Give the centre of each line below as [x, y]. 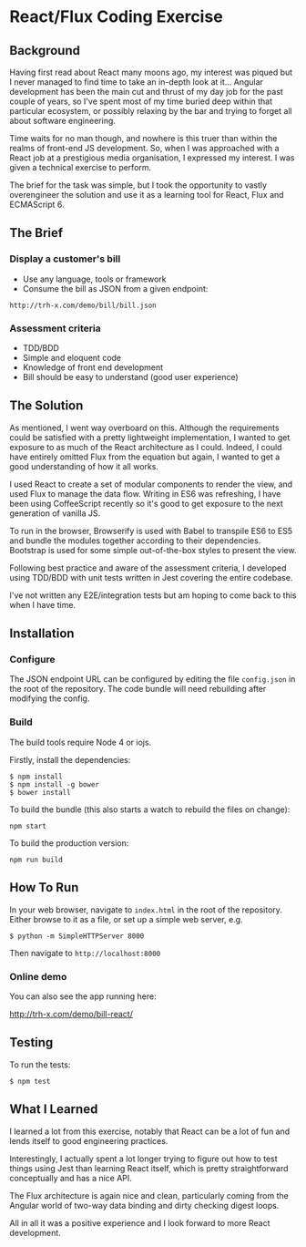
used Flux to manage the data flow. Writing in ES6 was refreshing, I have [145, 493]
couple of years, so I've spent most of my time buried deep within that [141, 101]
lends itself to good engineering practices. [89, 1140]
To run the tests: [40, 1065]
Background [45, 51]
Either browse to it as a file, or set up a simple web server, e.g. [126, 919]
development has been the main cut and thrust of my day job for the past [147, 92]
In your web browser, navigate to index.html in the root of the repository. [146, 910]
